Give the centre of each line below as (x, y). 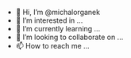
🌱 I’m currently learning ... (58, 29)
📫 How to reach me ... (52, 46)
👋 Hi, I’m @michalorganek (58, 12)
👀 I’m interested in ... (49, 20)
